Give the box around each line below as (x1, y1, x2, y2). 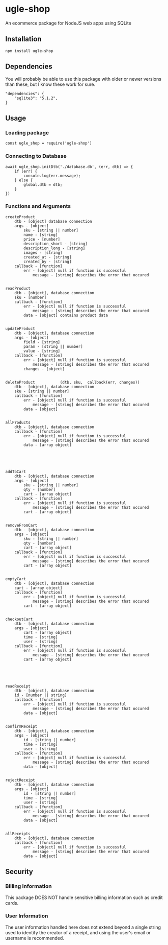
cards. (5, 900, 19, 906)
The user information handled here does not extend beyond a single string (5, 924, 161, 930)
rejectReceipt (5, 777, 36, 783)
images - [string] (23, 250, 63, 255)
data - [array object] (23, 442, 72, 447)
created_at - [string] (23, 254, 72, 259)
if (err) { (14, 169, 38, 174)
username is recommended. (5, 935, 65, 941)
